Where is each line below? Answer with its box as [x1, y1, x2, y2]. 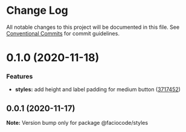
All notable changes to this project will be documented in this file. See [6, 23, 180, 31]
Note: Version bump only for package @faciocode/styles [6, 119, 149, 127]
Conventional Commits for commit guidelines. [6, 29, 120, 37]
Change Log [6, 4, 68, 17]
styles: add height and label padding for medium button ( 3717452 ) [14, 86, 181, 93]
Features [6, 73, 33, 81]
